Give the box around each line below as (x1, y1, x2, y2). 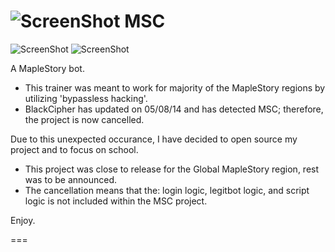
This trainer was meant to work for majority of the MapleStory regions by (24, 81, 326, 94)
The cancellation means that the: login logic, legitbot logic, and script (24, 184, 310, 196)
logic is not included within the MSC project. (24, 195, 208, 207)
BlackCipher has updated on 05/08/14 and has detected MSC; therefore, (24, 103, 324, 115)
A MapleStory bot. (10, 62, 85, 74)
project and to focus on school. (10, 143, 139, 155)
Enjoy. (10, 214, 36, 226)
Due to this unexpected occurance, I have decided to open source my (10, 133, 298, 145)
